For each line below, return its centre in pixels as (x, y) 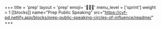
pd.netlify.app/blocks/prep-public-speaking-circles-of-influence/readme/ (78, 17)
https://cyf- (116, 12)
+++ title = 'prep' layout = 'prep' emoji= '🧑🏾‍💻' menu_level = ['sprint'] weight (80, 7)
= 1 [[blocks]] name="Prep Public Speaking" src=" (55, 12)
